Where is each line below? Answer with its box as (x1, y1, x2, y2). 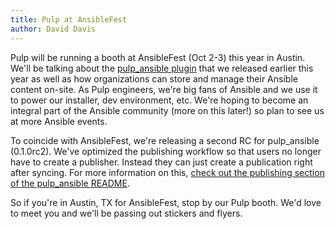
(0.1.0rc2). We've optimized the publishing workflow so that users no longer (10, 145, 322, 157)
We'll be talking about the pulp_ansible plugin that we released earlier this (10, 62, 314, 74)
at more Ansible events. (10, 115, 108, 127)
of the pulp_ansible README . (10, 177, 130, 189)
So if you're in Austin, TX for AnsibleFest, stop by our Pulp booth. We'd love (10, 196, 322, 208)
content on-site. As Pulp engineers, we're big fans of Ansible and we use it (10, 83, 318, 95)
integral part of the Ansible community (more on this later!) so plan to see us (10, 104, 325, 116)
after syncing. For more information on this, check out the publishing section (10, 166, 325, 178)
